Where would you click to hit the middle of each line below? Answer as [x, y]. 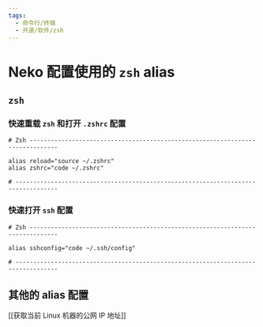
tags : [17, 15]
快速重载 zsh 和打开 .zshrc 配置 [67, 124]
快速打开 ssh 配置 [41, 211]
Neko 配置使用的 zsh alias [92, 72]
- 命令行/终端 [36, 23]
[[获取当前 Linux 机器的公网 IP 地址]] [67, 316]
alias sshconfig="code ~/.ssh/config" [72, 248]
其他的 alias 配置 [49, 295]
